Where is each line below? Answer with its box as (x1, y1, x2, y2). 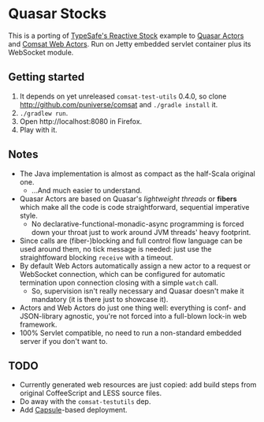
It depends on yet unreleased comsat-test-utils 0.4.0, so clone (19, 91, 227, 101)
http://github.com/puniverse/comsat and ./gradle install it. (19, 99, 218, 109)
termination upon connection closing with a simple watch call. (19, 278, 218, 287)
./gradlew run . (19, 108, 69, 118)
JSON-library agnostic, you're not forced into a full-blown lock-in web (19, 311, 247, 320)
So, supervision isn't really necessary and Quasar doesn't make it (31, 286, 244, 296)
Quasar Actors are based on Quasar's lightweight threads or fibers (19, 194, 238, 204)
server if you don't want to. (19, 336, 108, 345)
